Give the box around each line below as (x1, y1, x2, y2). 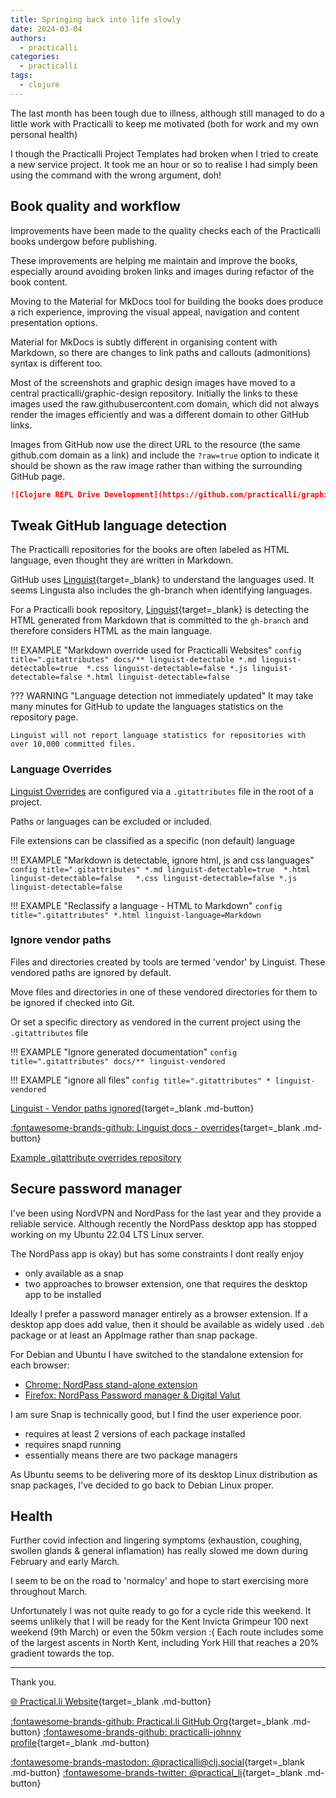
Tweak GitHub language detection (10, 517, 228, 534)
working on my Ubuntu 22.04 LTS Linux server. (10, 1228, 205, 1240)
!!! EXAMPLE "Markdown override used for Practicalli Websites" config (10, 644, 302, 656)
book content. (10, 276, 68, 288)
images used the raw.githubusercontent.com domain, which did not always (10, 397, 320, 410)
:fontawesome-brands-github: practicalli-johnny (43, 1726, 242, 1738)
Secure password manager (10, 1181, 183, 1198)
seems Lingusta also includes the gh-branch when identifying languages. (10, 584, 313, 596)
